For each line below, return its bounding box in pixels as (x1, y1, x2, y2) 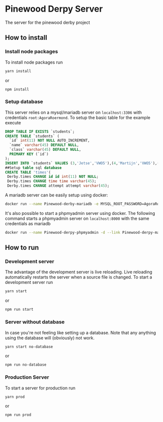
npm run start (5, 307, 34, 312)
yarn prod (5, 394, 25, 399)
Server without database (5, 318, 65, 325)
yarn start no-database (5, 344, 53, 349)
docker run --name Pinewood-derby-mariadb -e (5, 202, 98, 207)
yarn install (5, 69, 32, 73)
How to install (5, 34, 48, 42)
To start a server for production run (5, 385, 76, 391)
